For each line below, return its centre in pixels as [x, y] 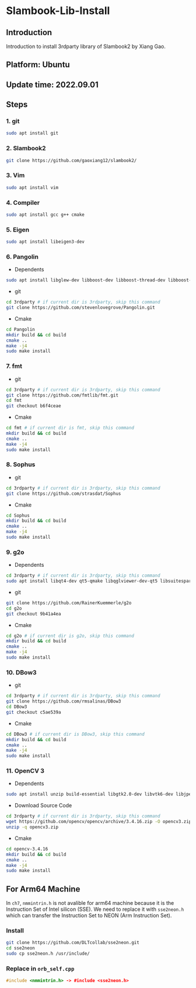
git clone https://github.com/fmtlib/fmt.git [62, 395]
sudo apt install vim [32, 187]
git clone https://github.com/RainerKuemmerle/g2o [69, 603]
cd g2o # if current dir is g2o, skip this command [70, 636]
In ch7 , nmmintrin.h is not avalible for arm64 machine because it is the [90, 903]
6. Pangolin [22, 257]
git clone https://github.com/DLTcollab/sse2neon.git [73, 943]
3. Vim [15, 175]
